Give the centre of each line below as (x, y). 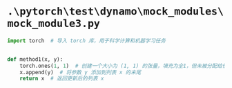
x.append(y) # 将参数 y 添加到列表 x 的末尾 (80, 72)
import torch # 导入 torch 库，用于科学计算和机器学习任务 (86, 41)
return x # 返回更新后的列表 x (62, 79)
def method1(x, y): (35, 59)
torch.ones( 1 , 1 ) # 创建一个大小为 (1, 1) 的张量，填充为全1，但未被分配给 (121, 66)
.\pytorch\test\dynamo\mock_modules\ (116, 11)
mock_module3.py (54, 24)
